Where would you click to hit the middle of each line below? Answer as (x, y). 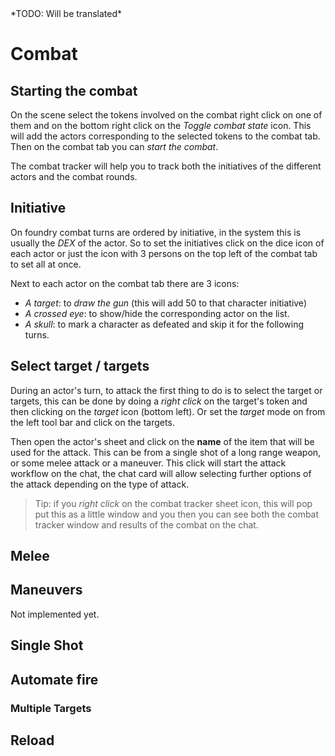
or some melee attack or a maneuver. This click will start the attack (148, 463)
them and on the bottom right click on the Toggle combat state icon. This (161, 125)
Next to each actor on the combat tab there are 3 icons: (125, 283)
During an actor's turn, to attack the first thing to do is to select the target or (166, 390)
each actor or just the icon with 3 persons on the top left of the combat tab (164, 253)
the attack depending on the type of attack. (100, 484)
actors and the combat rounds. (74, 176)
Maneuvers (46, 590)
